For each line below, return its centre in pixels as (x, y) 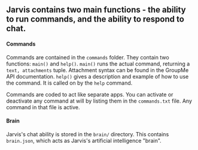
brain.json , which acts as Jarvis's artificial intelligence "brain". (84, 140)
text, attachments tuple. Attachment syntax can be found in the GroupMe (98, 70)
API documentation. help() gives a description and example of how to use (98, 76)
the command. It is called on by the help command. (69, 83)
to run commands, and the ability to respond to (95, 19)
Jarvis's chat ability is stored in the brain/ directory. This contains (88, 134)
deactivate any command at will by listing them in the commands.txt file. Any (99, 101)
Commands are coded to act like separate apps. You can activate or (90, 94)
